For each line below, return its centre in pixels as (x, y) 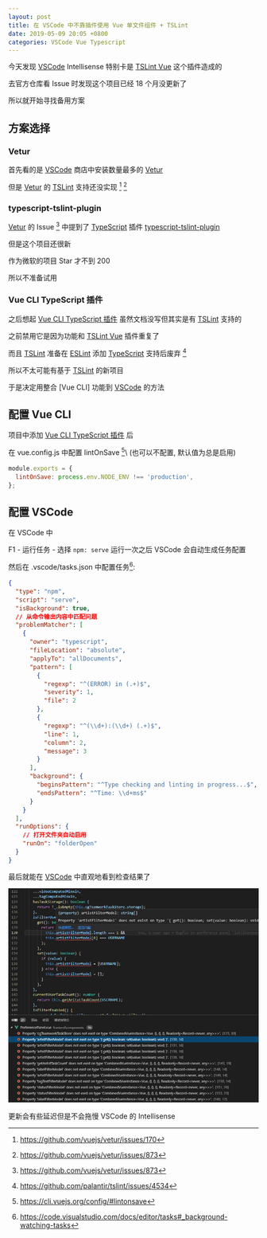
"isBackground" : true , (53, 608)
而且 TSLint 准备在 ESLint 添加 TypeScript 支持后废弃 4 (97, 352)
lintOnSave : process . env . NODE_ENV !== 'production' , (104, 477)
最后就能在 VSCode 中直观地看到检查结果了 (79, 876)
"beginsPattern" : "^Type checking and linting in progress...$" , (147, 785)
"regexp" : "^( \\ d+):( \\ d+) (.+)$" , (102, 726)
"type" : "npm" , (41, 591)
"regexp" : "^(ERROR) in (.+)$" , (97, 684)
